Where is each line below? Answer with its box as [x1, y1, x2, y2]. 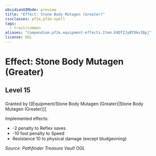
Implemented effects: [5, 116, 49, 121]
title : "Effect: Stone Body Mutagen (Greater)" [5, 12, 105, 17]
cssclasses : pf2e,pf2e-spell [5, 16, 65, 21]
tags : [5, 21, 16, 26]
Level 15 [5, 86, 31, 94]
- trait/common [9, 26, 41, 31]
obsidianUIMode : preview [5, 7, 56, 12]
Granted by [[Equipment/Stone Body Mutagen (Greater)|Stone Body [5, 101, 144, 107]
